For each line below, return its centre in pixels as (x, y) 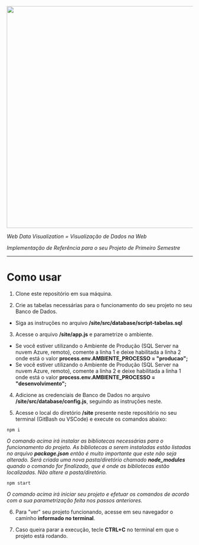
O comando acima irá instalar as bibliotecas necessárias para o (85, 441)
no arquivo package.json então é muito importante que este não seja (92, 453)
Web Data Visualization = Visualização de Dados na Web (77, 236)
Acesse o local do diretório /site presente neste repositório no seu (96, 412)
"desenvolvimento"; (41, 383)
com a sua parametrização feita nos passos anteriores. (75, 500)
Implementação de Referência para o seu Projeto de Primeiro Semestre (94, 248)
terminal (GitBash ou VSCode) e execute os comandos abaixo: (91, 419)
